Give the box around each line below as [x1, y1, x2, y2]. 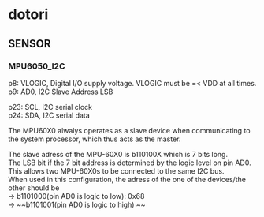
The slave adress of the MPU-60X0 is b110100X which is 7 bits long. [8, 149, 229, 159]
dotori [8, 6, 49, 24]
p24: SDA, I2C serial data [8, 110, 91, 120]
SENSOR [8, 37, 51, 51]
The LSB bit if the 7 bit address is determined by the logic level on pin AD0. [8, 158, 251, 167]
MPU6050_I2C [8, 61, 65, 72]
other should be [8, 183, 60, 193]
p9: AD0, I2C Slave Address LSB [8, 87, 113, 96]
